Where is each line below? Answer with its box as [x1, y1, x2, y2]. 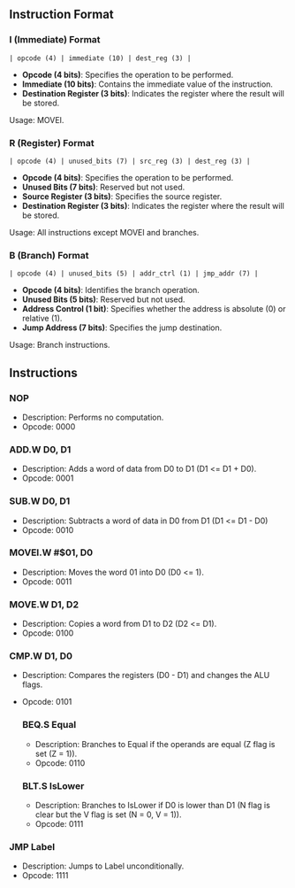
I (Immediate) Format [9, 34, 101, 46]
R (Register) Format [9, 136, 95, 149]
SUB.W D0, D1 [9, 495, 71, 507]
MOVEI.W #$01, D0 [9, 546, 94, 559]
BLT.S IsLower [21, 779, 85, 791]
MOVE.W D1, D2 [9, 598, 79, 610]
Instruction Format [9, 7, 115, 22]
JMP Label [9, 840, 56, 853]
